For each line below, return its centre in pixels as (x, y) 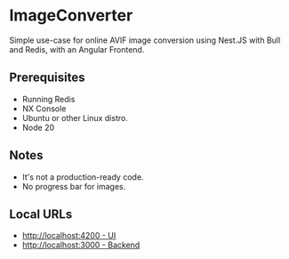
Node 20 (38, 127)
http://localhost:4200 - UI (69, 236)
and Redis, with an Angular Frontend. (77, 49)
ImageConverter (71, 16)
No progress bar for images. (74, 186)
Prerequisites (47, 78)
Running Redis (48, 99)
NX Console (44, 109)
